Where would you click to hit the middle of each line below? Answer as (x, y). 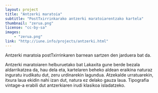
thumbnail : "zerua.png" (29, 23)
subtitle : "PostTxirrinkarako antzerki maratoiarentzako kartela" (74, 19)
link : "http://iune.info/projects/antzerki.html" (57, 41)
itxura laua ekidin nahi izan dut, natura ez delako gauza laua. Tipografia (77, 80)
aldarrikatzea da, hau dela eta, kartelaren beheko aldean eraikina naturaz (79, 70)
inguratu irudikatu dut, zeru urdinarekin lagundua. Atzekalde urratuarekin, (79, 75)
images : (13, 32)
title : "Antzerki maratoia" (34, 14)
